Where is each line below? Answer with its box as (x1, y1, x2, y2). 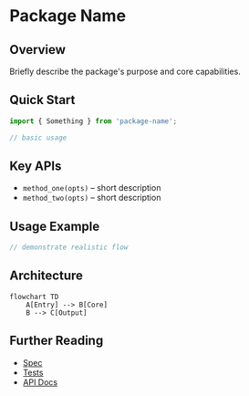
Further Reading (9, 333, 104, 349)
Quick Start (9, 92, 76, 108)
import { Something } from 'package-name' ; (9, 116, 178, 126)
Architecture (9, 268, 84, 284)
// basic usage (9, 133, 67, 142)
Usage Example (9, 218, 100, 234)
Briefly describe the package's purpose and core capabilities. (9, 66, 242, 77)
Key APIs (9, 158, 62, 173)
